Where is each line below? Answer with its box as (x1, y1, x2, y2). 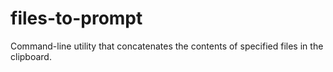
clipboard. (10, 50, 52, 62)
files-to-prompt (10, 7, 143, 30)
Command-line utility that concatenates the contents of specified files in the (10, 40, 324, 52)
